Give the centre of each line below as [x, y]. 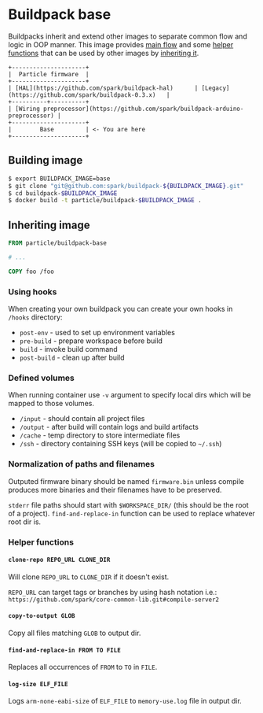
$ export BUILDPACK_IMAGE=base [59, 179]
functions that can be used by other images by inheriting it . [104, 53]
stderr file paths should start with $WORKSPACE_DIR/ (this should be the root [128, 504]
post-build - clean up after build [72, 357]
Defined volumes [41, 378]
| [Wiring [24, 109]
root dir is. [25, 522]
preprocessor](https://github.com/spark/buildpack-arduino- [143, 109]
